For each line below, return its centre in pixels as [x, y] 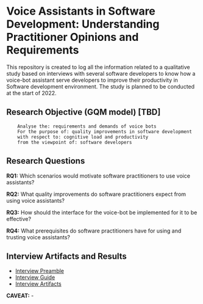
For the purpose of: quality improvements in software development [105, 132]
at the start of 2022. [31, 93]
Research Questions [46, 161]
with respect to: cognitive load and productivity [83, 137]
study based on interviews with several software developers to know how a [101, 73]
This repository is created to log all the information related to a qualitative [98, 67]
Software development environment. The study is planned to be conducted [101, 86]
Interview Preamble [40, 271]
